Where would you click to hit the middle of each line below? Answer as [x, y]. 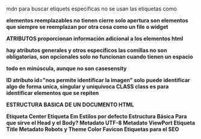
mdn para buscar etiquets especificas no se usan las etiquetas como [92, 9]
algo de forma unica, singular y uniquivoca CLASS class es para [88, 86]
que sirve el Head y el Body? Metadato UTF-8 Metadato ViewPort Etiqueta [101, 123]
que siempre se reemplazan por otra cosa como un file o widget [87, 27]
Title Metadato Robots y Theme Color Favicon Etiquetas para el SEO [93, 129]
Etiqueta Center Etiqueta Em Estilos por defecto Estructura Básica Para [97, 116]
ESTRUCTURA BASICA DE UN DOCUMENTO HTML [70, 105]
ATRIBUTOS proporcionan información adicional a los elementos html [95, 38]
